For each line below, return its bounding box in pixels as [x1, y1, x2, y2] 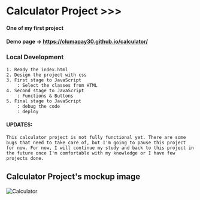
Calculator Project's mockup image [6, 172, 141, 182]
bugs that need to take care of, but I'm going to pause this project [6, 140, 186, 146]
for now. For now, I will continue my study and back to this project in [6, 145, 195, 151]
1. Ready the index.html [6, 66, 68, 72]
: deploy [17, 108, 39, 114]
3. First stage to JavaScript [6, 77, 82, 83]
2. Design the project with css [6, 72, 87, 78]
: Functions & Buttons [17, 93, 74, 99]
